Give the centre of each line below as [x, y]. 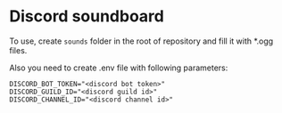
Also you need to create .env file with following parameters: [119, 68]
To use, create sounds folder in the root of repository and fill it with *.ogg [141, 41]
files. [18, 50]
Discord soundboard [87, 16]
